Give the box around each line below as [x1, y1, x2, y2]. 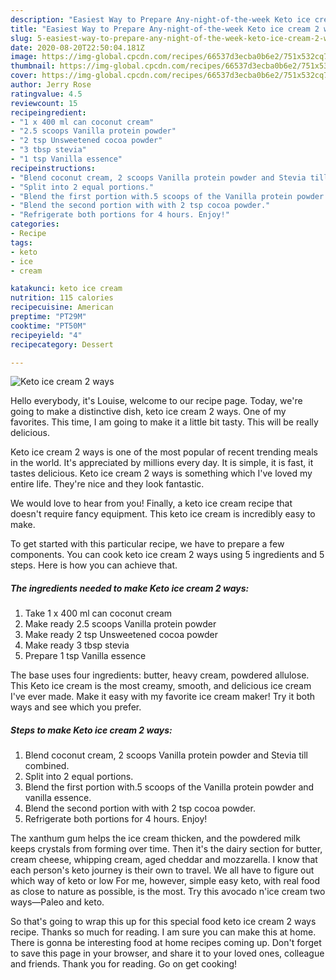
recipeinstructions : [10, 163, 97, 173]
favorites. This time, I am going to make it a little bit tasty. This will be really [10, 416, 319, 428]
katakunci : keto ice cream [10, 284, 123, 294]
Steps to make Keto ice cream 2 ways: [10, 724, 173, 736]
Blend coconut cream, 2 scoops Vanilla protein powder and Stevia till [24, 749, 309, 761]
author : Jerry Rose [10, 80, 92, 90]
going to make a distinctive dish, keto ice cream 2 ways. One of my [10, 406, 287, 418]
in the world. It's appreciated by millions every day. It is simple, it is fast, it [10, 457, 314, 469]
